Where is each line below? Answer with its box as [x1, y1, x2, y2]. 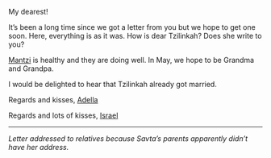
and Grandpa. [8, 64, 54, 73]
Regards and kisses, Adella [8, 95, 98, 104]
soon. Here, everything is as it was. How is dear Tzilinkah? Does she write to [8, 31, 262, 40]
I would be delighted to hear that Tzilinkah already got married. [8, 80, 218, 89]
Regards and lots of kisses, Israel [8, 110, 119, 120]
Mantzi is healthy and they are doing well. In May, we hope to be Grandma [8, 56, 255, 64]
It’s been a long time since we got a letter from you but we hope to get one [8, 23, 256, 31]
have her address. [8, 143, 69, 152]
